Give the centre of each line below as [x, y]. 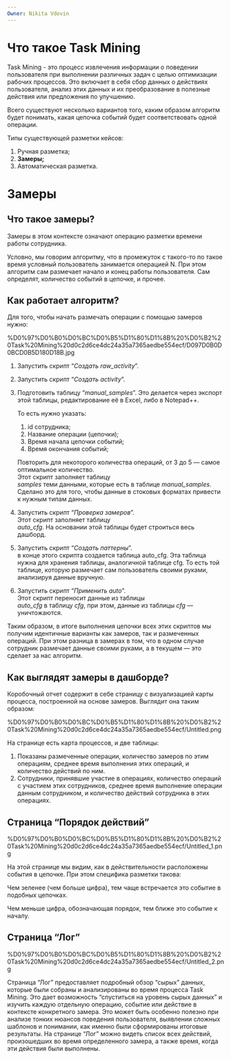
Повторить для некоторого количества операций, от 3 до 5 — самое [119, 462]
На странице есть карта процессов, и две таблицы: [83, 743]
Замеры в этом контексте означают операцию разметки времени [104, 236]
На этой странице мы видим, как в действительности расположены [108, 867]
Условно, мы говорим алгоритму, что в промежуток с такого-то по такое [115, 257]
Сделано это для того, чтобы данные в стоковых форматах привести [119, 492]
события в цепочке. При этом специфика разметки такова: [94, 874]
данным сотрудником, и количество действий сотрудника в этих [113, 793]
